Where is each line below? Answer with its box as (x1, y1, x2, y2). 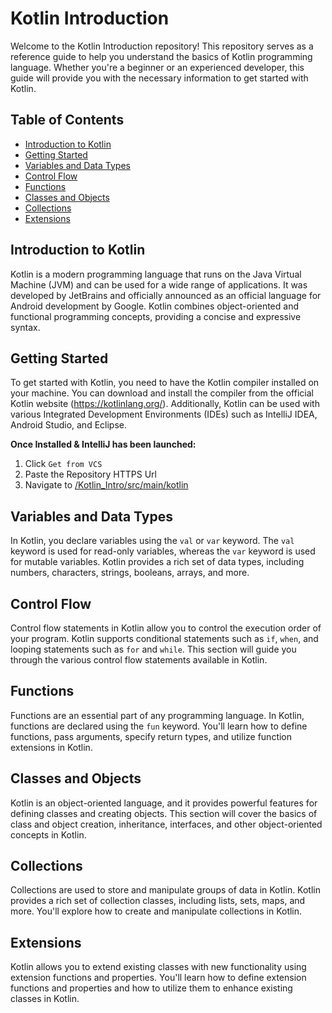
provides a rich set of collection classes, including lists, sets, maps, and (10, 895, 306, 907)
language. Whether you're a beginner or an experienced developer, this (10, 61, 305, 73)
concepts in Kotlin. (10, 828, 87, 841)
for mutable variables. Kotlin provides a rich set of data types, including (10, 556, 305, 568)
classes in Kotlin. (10, 993, 80, 1005)
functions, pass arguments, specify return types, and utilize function (10, 730, 293, 742)
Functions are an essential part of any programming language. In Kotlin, (10, 709, 305, 721)
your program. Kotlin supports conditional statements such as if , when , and (10, 633, 319, 644)
